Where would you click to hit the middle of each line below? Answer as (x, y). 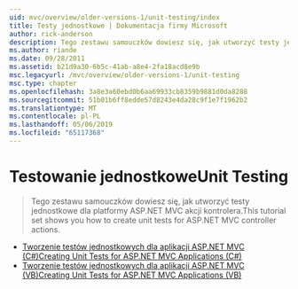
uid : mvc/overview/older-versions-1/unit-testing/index (114, 17)
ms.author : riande (43, 51)
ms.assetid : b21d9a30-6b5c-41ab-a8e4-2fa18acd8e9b (105, 67)
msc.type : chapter (43, 83)
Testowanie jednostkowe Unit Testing (149, 177)
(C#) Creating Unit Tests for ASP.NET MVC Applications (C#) (132, 256)
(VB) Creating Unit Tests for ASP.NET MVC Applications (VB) (132, 275)
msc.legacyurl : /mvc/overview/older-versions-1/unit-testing (125, 75)
